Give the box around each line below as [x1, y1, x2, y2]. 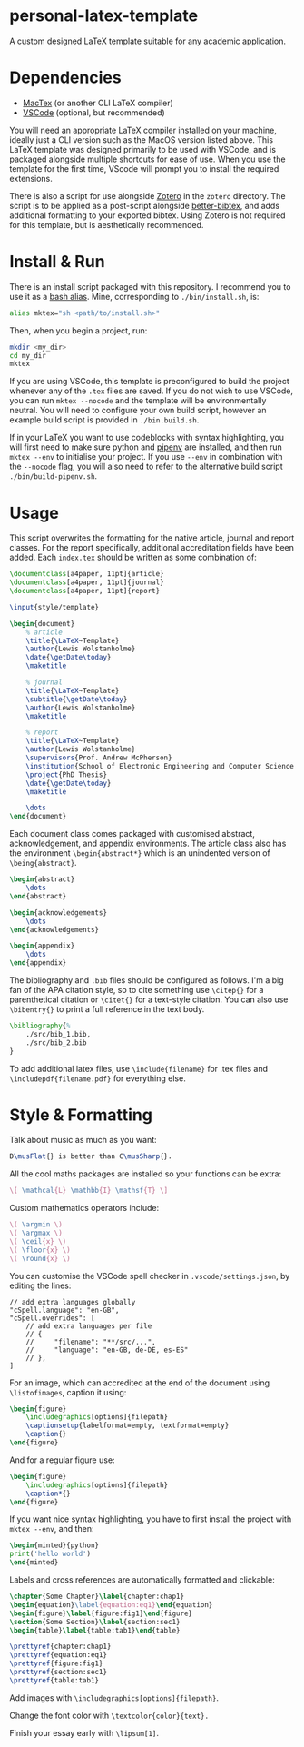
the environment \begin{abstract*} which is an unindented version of [9, 848, 270, 859]
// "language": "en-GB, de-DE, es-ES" [25, 1345, 189, 1355]
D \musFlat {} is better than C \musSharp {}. [9, 1152, 172, 1161]
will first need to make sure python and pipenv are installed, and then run [9, 442, 283, 452]
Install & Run [9, 252, 106, 273]
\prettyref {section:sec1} [9, 1668, 107, 1677]
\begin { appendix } [9, 941, 75, 950]
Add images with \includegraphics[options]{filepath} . [9, 1692, 220, 1703]
